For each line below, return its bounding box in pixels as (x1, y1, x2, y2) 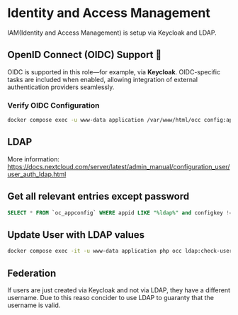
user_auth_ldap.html (7, 170, 67, 178)
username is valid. (7, 301, 61, 309)
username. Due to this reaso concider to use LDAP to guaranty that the (7, 293, 215, 302)
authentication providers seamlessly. (7, 83, 115, 91)
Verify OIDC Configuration (7, 101, 100, 110)
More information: (7, 154, 60, 164)
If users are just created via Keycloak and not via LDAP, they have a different (7, 285, 230, 294)
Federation (7, 267, 57, 279)
